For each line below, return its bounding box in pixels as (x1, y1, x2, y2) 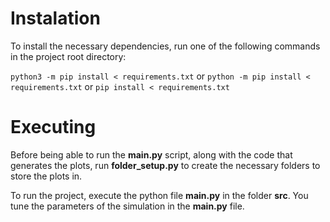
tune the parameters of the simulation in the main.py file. (10, 200, 245, 212)
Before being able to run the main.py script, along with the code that (10, 148, 293, 161)
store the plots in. (10, 170, 83, 182)
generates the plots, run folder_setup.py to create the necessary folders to (10, 159, 321, 171)
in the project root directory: (10, 50, 127, 62)
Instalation (10, 7, 101, 30)
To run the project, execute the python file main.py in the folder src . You (10, 189, 309, 201)
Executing (10, 116, 97, 139)
